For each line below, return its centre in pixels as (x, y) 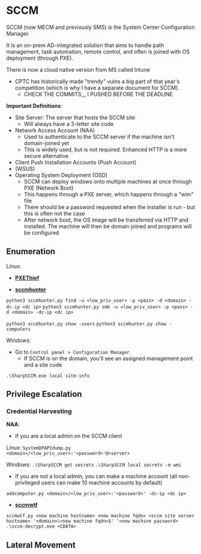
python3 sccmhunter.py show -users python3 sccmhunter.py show (86, 324)
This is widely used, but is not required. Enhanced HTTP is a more (105, 149)
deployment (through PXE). (40, 58)
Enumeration (31, 251)
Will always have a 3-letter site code (69, 123)
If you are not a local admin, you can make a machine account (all (96, 476)
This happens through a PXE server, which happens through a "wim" (109, 194)
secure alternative (46, 156)
